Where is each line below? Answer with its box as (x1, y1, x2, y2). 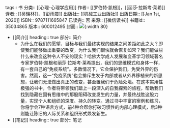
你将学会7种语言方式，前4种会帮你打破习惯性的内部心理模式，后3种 (20, 104, 163, 110)
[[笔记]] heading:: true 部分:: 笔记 (12, 117, 82, 123)
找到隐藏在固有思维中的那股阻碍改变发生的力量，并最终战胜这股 (20, 91, 154, 98)
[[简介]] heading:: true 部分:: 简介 (12, 35, 82, 40)
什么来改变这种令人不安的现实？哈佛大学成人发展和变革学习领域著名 (20, 53, 163, 59)
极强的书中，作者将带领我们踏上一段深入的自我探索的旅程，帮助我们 (20, 85, 163, 91)
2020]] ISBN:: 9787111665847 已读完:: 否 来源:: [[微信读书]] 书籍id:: (5, 17, 145, 23)
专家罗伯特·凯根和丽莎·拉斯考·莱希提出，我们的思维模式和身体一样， (20, 60, 163, 66)
